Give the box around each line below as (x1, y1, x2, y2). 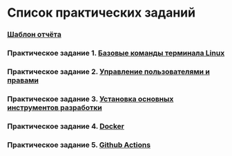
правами (7, 75, 39, 85)
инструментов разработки (7, 103, 102, 112)
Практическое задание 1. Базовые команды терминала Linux (7, 49, 225, 58)
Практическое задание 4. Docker (7, 121, 125, 131)
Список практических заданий (7, 5, 195, 21)
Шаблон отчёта (7, 30, 62, 40)
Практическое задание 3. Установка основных (7, 94, 174, 103)
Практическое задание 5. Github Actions (7, 140, 151, 150)
